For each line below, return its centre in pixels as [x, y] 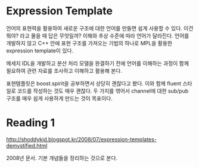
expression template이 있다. [40, 50]
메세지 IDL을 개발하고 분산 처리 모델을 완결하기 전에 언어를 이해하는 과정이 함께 [98, 63]
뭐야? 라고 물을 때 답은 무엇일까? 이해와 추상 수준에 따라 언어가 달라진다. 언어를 [98, 35]
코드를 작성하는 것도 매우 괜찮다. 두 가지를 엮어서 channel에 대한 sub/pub [103, 91]
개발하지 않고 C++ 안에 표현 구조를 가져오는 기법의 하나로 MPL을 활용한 [89, 43]
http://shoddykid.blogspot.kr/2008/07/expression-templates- [81, 139]
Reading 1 [31, 123]
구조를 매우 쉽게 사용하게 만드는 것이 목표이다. [60, 98]
